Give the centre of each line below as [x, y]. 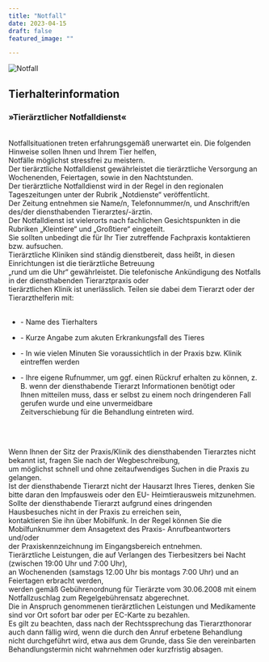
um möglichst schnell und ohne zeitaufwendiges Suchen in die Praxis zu [129, 469]
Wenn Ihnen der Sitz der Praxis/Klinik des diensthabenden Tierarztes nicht [132, 451]
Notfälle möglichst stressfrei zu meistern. [77, 160]
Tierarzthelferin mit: [41, 297]
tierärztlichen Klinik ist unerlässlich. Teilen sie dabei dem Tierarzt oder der [132, 289]
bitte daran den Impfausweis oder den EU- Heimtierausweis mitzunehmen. [132, 495]
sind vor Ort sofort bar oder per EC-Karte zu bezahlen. [99, 614]
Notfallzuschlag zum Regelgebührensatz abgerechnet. [99, 597]
